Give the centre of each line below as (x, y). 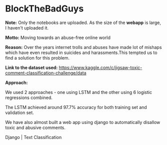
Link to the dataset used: (31, 67)
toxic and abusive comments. (35, 127)
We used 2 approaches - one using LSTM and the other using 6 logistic (79, 92)
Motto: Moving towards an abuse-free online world (58, 37)
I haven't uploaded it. (27, 27)
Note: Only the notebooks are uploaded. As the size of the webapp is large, (83, 22)
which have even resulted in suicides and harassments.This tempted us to (81, 52)
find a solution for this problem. (37, 57)
